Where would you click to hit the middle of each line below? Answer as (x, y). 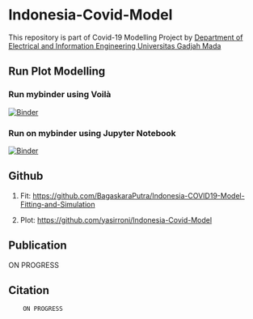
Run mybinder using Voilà (60, 95)
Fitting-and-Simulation (57, 204)
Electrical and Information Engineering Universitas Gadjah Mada (115, 45)
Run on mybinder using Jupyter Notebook (92, 133)
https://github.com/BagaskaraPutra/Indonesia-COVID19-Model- (139, 195)
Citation (29, 290)
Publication (38, 246)
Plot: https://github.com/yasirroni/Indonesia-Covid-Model (116, 219)
